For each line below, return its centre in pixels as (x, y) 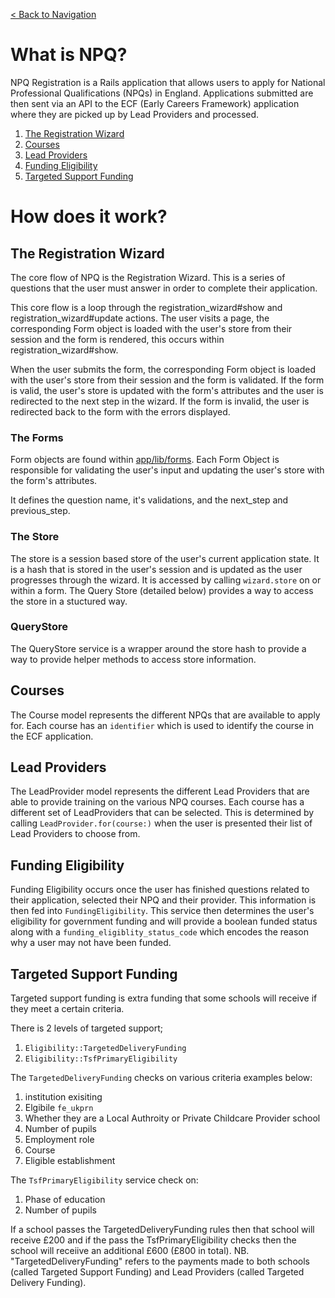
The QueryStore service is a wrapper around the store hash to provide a (158, 648)
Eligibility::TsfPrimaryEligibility (101, 1059)
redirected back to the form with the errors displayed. (120, 411)
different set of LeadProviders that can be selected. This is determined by (162, 813)
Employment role (59, 1140)
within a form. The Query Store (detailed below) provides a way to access (162, 590)
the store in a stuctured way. (69, 601)
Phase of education (65, 1200)
